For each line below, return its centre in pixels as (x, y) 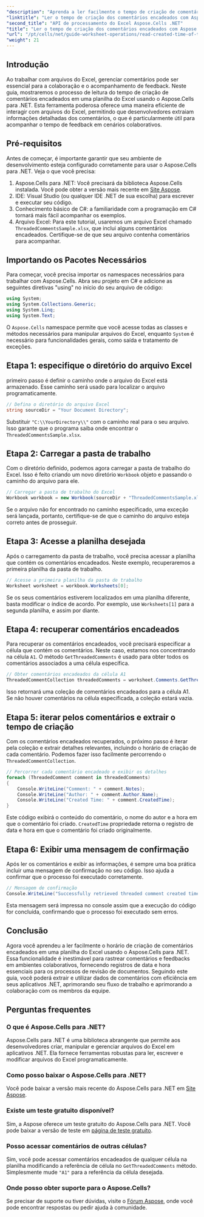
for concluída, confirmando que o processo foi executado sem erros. (92, 912)
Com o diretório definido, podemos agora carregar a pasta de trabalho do (98, 468)
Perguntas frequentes (49, 1010)
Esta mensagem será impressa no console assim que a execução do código (101, 905)
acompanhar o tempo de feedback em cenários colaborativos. (84, 124)
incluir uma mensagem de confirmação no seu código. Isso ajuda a (90, 870)
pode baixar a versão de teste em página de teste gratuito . (80, 1130)
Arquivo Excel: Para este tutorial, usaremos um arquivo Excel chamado (104, 222)
